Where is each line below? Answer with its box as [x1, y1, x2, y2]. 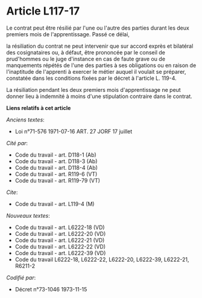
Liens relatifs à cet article [6, 104, 71, 111]
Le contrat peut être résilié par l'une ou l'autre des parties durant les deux [6, 24, 190, 31]
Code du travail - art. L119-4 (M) [14, 200, 95, 207]
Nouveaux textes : [6, 212, 50, 219]
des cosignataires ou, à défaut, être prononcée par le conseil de [6, 48, 166, 56]
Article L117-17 [6, 4, 80, 18]
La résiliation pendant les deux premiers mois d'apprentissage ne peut [6, 86, 181, 93]
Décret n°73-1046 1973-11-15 [14, 285, 87, 293]
